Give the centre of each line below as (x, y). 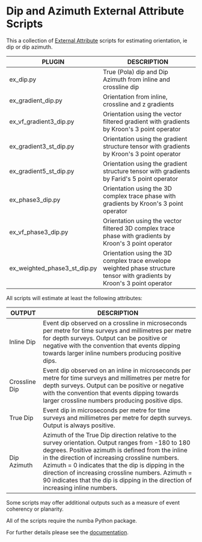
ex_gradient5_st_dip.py (42, 171)
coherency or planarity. (35, 509)
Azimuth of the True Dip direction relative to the (110, 435)
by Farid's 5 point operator (141, 179)
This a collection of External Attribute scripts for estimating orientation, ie (97, 40)
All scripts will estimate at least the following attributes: (74, 298)
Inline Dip (23, 342)
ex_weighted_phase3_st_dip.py (53, 268)
